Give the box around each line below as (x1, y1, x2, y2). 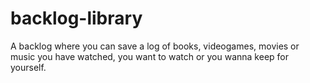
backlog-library (10, 7, 143, 30)
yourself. (10, 61, 47, 73)
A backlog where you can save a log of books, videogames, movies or (10, 40, 300, 52)
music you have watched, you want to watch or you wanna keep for (10, 50, 290, 62)
